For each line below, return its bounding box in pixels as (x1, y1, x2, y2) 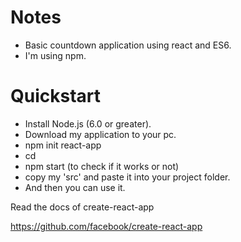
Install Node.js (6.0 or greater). (24, 117, 152, 130)
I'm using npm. (24, 49, 87, 61)
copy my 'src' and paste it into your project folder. (24, 171, 231, 183)
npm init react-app (24, 139, 102, 151)
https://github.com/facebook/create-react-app (10, 220, 203, 232)
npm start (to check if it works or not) (24, 160, 180, 172)
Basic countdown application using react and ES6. (24, 39, 232, 51)
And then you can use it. (24, 181, 126, 193)
